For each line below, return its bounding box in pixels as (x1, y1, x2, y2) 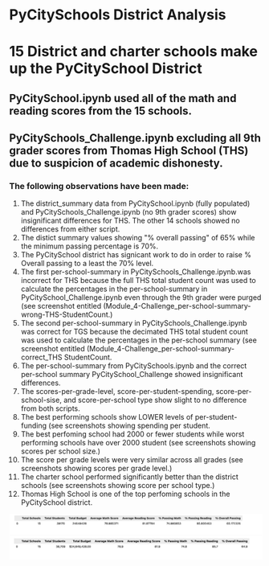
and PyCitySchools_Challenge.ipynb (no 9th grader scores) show (20, 207, 237, 217)
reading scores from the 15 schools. (9, 104, 192, 117)
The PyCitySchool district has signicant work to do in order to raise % (20, 250, 252, 260)
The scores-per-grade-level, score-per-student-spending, (20, 387, 214, 396)
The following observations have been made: (9, 181, 190, 192)
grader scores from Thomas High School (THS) (9, 144, 249, 158)
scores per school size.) (20, 446, 101, 456)
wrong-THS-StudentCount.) (20, 310, 113, 319)
